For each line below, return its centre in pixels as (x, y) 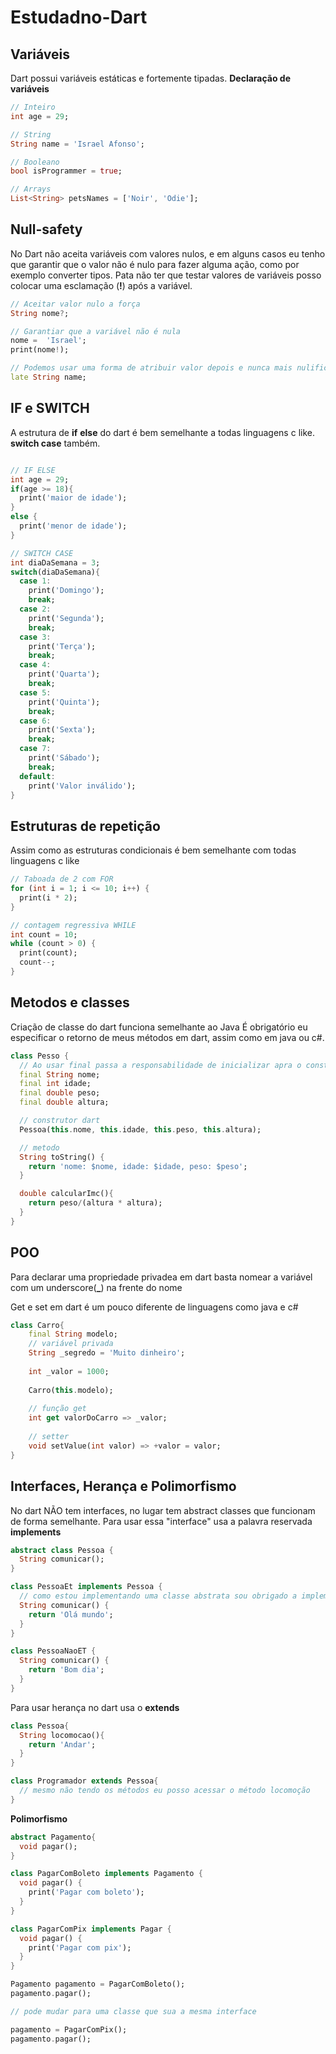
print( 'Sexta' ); (62, 730)
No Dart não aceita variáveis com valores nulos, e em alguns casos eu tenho (168, 253)
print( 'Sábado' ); (64, 758)
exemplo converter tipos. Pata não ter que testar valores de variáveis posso (166, 275)
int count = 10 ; (44, 934)
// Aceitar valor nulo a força (75, 304)
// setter (49, 1437)
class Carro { (37, 1325)
